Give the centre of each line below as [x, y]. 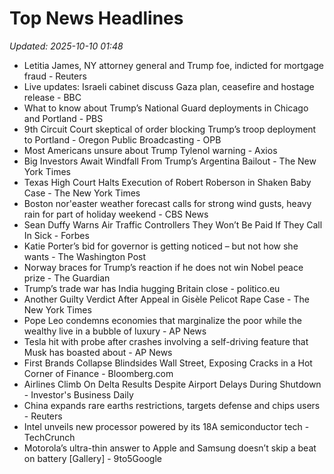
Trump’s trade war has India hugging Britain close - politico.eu [152, 288]
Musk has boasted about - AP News [98, 352]
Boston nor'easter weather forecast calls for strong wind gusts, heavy [167, 203]
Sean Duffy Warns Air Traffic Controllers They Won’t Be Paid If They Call [173, 224]
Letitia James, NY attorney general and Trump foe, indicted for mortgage [174, 65]
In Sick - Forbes [56, 235]
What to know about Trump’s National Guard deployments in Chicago [166, 108]
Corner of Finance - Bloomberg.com [98, 373]
